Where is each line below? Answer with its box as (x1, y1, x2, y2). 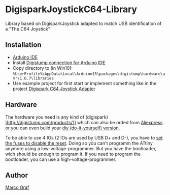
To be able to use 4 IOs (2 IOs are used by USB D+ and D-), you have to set (5, 134, 163, 141)
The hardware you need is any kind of (5, 114, 85, 120)
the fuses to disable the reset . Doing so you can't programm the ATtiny (5, 140, 153, 146)
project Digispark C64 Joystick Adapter (12, 86, 95, 92)
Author (5, 171, 28, 179)
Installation (5, 41, 42, 49)
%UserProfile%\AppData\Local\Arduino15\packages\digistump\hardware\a (12, 71, 165, 76)
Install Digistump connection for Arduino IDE (12, 60, 106, 66)
